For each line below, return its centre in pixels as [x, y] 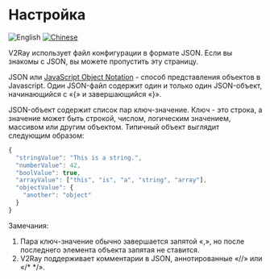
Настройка [47, 15]
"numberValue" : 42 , [48, 165]
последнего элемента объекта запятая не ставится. [110, 250]
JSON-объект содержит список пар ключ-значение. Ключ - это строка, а [135, 110]
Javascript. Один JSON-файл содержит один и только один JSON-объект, [135, 85]
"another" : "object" [57, 195]
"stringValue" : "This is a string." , [79, 158]
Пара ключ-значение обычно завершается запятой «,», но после [132, 241]
